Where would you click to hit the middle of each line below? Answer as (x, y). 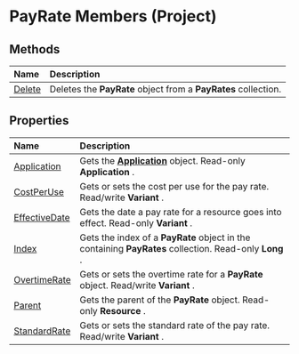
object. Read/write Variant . (137, 285)
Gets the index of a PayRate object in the (165, 237)
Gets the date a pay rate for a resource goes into (181, 212)
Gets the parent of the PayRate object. (160, 300)
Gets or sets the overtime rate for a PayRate (171, 274)
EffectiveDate (42, 217)
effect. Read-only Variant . (136, 222)
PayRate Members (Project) (113, 16)
